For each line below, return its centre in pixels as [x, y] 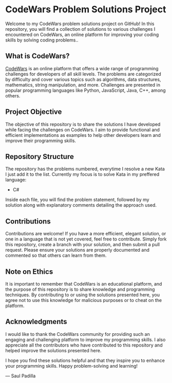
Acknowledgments [36, 322]
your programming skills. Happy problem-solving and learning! [71, 366]
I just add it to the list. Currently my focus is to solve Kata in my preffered [82, 174]
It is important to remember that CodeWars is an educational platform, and [84, 284]
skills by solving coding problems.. [42, 40]
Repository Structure [40, 157]
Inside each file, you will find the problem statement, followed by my [78, 200]
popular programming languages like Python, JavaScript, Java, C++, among [85, 90]
